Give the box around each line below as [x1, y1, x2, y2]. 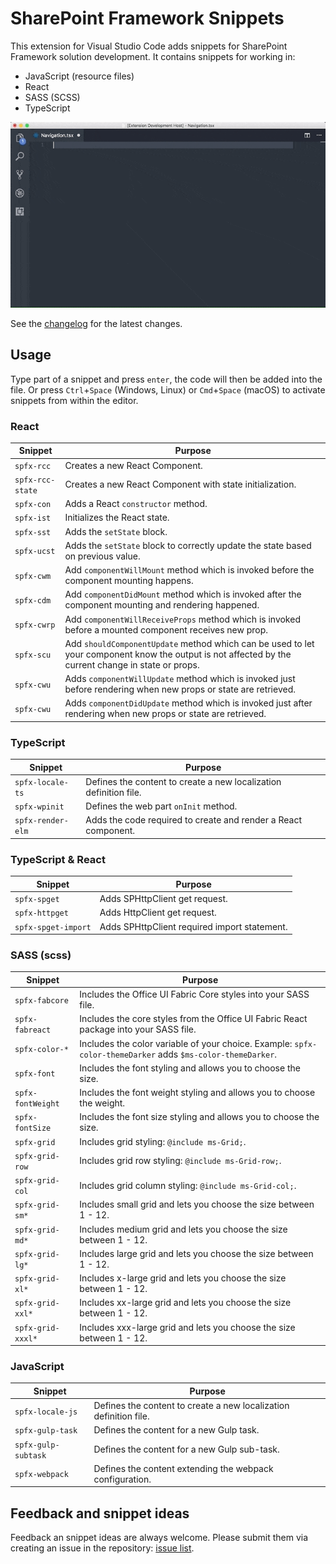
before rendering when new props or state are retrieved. [64, 683, 296, 696]
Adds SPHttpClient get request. [99, 893, 228, 905]
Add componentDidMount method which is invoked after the [64, 588, 302, 601]
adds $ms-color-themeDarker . [157, 1048, 278, 1060]
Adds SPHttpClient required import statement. [99, 920, 288, 932]
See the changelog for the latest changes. [10, 317, 183, 329]
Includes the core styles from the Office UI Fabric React [79, 1013, 308, 1025]
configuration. [93, 1473, 152, 1485]
